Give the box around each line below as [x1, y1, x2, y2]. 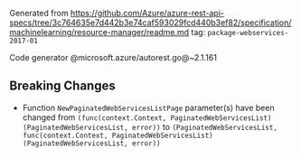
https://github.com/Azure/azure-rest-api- [71, 8, 224, 18]
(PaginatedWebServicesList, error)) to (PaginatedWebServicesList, [22, 121, 278, 132]
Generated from [9, 8, 70, 18]
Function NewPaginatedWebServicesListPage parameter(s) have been [22, 102, 275, 113]
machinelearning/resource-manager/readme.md [9, 27, 190, 37]
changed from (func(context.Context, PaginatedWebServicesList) [22, 112, 272, 123]
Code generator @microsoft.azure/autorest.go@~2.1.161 [9, 52, 217, 62]
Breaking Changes [9, 78, 116, 94]
